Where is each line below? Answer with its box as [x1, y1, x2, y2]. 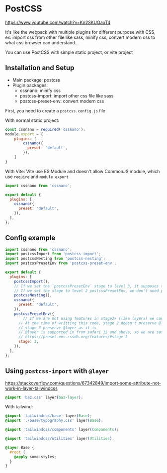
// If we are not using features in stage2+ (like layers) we [23, 316, 155, 321]
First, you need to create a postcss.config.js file [5, 107, 106, 113]
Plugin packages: [12, 82, 48, 88]
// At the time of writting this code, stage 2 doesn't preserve [18, 320, 157, 326]
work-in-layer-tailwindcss [5, 385, 58, 391]
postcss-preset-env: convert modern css [19, 98, 104, 104]
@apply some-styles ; [14, 454, 57, 459]
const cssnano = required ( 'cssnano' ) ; [5, 127, 85, 132]
